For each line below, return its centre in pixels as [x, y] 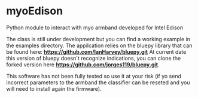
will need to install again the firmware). [54, 88]
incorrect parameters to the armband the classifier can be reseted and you [98, 82]
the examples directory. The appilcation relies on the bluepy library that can [99, 45]
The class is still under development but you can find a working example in [98, 39]
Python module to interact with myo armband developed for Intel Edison [95, 27]
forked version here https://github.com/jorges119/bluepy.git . [83, 65]
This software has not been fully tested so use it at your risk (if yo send [94, 76]
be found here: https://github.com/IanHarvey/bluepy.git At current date [96, 51]
